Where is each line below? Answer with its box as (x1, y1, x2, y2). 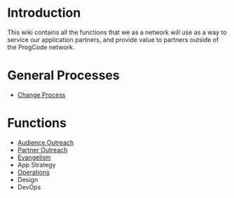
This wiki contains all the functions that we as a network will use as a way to (7, 28, 227, 36)
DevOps (17, 183, 41, 191)
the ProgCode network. (7, 43, 75, 51)
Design (17, 175, 39, 183)
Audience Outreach (17, 138, 74, 146)
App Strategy (17, 160, 56, 169)
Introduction (7, 5, 81, 21)
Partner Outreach (17, 146, 68, 154)
